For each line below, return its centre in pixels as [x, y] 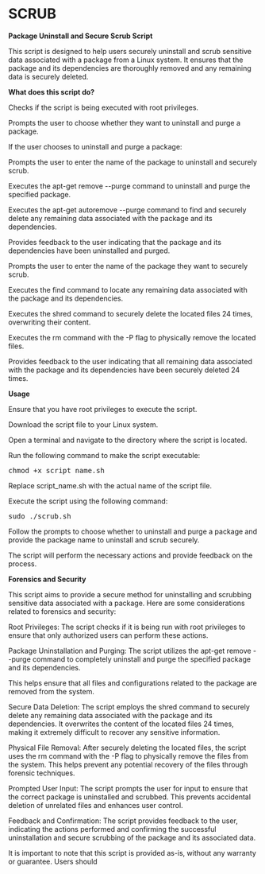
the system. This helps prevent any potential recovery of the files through [128, 764]
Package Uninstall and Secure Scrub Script [81, 36]
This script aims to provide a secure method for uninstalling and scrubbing [130, 594]
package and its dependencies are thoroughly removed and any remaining [130, 68]
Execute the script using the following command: [88, 501]
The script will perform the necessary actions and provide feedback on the [131, 555]
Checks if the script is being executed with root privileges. [104, 107]
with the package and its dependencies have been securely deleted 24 [124, 370]
